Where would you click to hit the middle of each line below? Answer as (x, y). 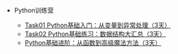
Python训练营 (34, 10)
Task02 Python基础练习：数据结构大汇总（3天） (95, 34)
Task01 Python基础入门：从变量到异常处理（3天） (98, 25)
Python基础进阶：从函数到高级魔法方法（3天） (93, 43)
